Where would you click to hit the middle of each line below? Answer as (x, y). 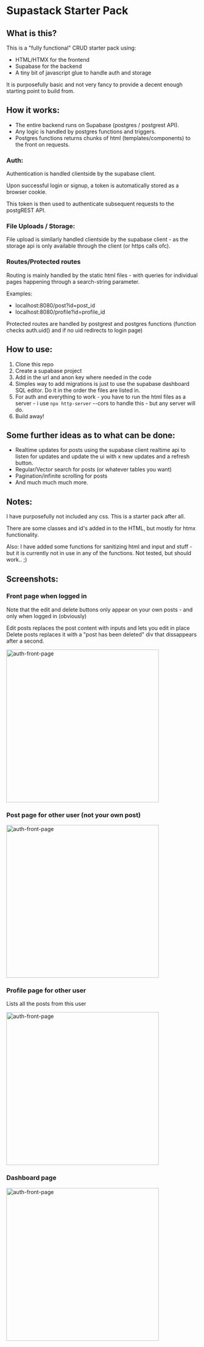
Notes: (19, 502)
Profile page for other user (46, 991)
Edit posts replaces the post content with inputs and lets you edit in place (98, 628)
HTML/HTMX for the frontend (52, 60)
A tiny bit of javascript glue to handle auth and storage (83, 73)
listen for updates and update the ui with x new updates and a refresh (102, 457)
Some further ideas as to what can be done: (91, 435)
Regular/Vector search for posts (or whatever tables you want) (93, 470)
